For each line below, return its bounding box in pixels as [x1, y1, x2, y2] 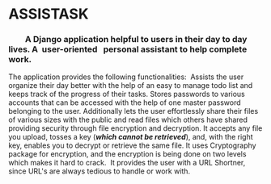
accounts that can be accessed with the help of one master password [8, 98, 241, 107]
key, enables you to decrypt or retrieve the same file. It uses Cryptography [8, 140, 256, 150]
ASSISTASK [8, 5, 89, 23]
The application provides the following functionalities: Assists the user [8, 72, 244, 82]
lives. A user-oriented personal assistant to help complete [8, 44, 248, 55]
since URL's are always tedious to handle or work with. [8, 166, 191, 176]
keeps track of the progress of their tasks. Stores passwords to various [8, 90, 245, 99]
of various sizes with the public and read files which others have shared [8, 115, 248, 125]
